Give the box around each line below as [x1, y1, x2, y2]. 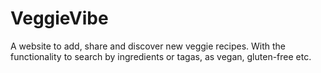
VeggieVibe [10, 7, 109, 30]
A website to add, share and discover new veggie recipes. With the [10, 40, 287, 52]
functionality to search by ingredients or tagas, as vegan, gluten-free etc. [10, 50, 312, 62]
